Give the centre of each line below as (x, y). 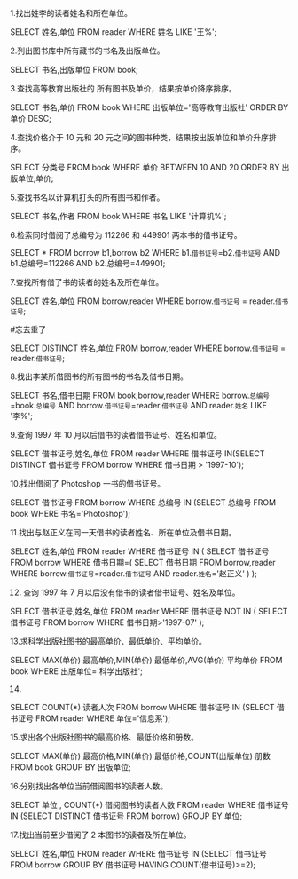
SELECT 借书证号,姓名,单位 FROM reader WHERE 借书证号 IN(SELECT (137, 454)
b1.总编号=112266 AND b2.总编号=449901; (88, 263)
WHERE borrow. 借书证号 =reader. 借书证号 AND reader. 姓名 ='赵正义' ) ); (134, 574)
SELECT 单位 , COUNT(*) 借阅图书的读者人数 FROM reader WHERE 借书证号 (149, 805)
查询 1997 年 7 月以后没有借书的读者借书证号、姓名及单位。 (131, 592)
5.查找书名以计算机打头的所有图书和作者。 (87, 197)
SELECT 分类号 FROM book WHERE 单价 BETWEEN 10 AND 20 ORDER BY (145, 167)
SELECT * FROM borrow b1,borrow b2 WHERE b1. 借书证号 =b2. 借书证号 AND (145, 253)
